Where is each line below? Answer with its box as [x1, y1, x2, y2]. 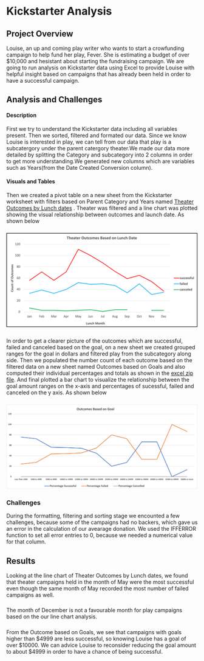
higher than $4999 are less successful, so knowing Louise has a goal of [6, 635, 186, 642]
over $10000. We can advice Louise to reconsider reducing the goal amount [6, 641, 196, 649]
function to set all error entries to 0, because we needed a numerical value [6, 531, 193, 539]
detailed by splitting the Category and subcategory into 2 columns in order [6, 151, 193, 158]
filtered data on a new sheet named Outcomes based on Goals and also [6, 363, 185, 370]
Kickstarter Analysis [6, 4, 112, 18]
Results [6, 556, 36, 566]
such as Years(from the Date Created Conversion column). [6, 164, 153, 171]
